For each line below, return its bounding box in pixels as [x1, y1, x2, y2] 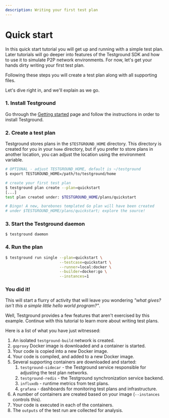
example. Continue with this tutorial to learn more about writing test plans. [5, 318, 159, 324]
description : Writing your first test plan [5, 7, 98, 13]
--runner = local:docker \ [59, 264, 112, 270]
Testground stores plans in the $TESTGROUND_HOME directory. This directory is [5, 141, 162, 147]
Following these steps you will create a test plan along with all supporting [5, 72, 157, 78]
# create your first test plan [5, 180, 71, 185]
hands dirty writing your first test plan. [5, 62, 85, 68]
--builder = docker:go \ [59, 269, 107, 274]
